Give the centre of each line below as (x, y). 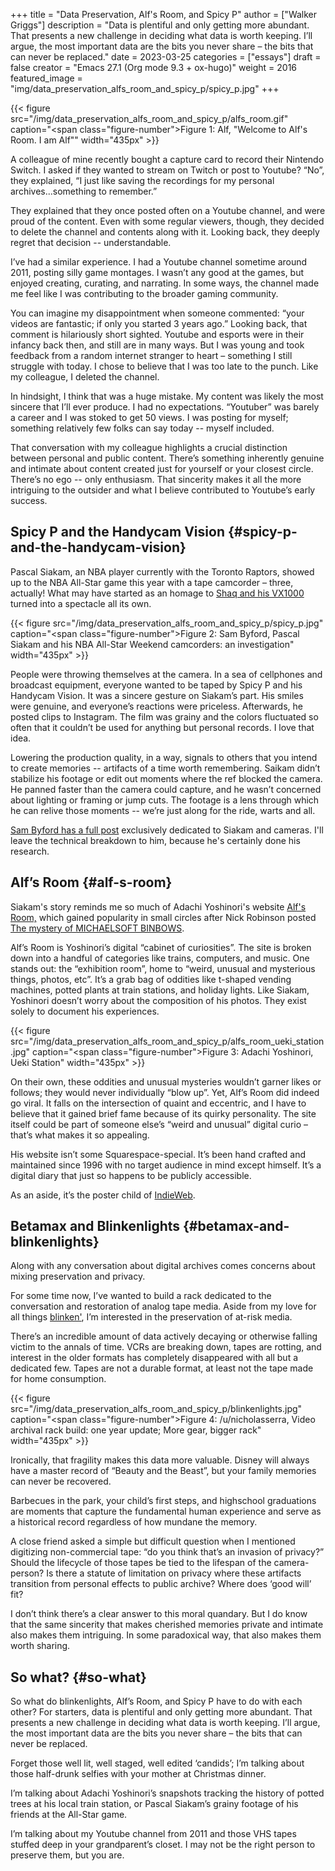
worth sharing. (40, 1646)
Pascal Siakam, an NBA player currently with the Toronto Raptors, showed (162, 571)
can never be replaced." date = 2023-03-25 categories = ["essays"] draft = (166, 57)
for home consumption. (58, 1379)
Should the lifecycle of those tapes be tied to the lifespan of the (141, 1563)
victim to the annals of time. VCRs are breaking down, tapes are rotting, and (166, 1347)
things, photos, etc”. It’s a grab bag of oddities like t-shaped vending (151, 979)
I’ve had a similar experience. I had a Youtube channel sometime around (159, 262)
